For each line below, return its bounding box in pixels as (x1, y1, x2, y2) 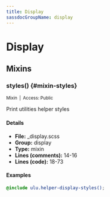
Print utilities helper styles (6, 106, 70, 113)
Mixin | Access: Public (6, 95, 54, 101)
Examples (6, 171, 32, 179)
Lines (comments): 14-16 (14, 152, 77, 159)
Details (6, 119, 24, 126)
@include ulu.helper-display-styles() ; (6, 184, 105, 191)
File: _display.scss (14, 133, 60, 140)
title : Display (6, 8, 44, 15)
